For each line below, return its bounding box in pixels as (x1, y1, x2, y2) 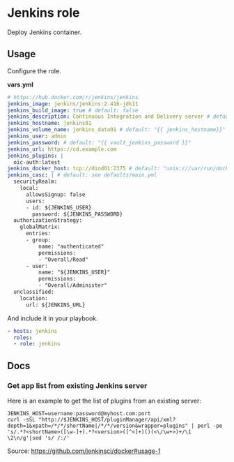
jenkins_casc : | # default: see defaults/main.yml (7, 172, 157, 179)
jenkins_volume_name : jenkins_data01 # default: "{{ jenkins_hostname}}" (7, 126, 226, 133)
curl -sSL (7, 416, 36, 423)
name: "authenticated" (38, 243, 104, 250)
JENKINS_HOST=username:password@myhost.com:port (7, 410, 151, 417)
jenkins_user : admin (7, 133, 68, 140)
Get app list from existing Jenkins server (7, 380, 148, 390)
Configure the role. (7, 66, 61, 75)
